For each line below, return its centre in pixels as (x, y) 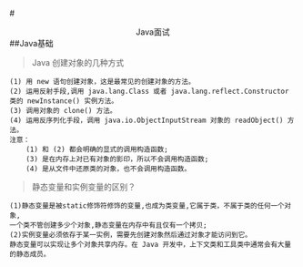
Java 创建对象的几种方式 (78, 62)
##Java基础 (32, 43)
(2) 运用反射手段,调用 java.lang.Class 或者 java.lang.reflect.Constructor (149, 91)
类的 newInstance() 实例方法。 (64, 101)
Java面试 (153, 32)
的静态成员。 (30, 254)
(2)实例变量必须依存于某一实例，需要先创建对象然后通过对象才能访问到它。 (131, 235)
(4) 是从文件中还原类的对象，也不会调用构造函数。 (108, 169)
